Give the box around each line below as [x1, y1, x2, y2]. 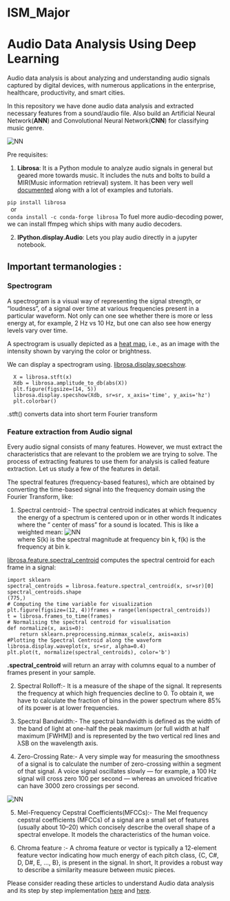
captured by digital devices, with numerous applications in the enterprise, [7, 81, 216, 90]
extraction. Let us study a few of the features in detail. [7, 465, 160, 473]
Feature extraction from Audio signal [7, 427, 133, 436]
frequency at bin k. [17, 543, 71, 551]
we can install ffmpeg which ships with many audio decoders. [7, 220, 182, 228]
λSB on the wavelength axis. [17, 739, 98, 747]
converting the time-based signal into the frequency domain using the [7, 485, 205, 494]
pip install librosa [7, 199, 67, 206]
